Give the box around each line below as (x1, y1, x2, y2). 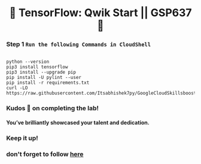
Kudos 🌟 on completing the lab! (6, 104, 99, 113)
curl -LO (6, 85, 28, 91)
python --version (6, 59, 50, 65)
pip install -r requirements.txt (6, 80, 90, 86)
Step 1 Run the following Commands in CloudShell (6, 40, 151, 48)
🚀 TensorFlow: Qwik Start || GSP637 (8, 6, 193, 20)
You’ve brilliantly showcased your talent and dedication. (6, 119, 150, 126)
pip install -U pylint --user (6, 75, 82, 81)
